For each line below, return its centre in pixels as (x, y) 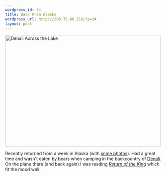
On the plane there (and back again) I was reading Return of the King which (83, 164)
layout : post (19, 24)
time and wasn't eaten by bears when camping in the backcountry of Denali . (83, 159)
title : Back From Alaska (31, 14)
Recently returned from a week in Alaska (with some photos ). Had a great (80, 154)
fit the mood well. (23, 170)
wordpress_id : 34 (23, 10)
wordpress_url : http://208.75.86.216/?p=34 (51, 19)
